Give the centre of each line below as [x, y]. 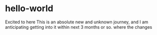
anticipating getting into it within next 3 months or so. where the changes [79, 27]
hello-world [29, 9]
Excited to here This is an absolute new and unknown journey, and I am [77, 22]
